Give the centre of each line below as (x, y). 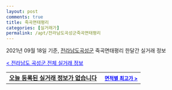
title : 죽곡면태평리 (27, 22)
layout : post (22, 11)
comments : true (25, 17)
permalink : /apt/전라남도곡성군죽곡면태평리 (54, 33)
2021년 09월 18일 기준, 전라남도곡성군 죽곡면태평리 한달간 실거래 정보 (86, 51)
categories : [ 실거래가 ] (33, 28)
